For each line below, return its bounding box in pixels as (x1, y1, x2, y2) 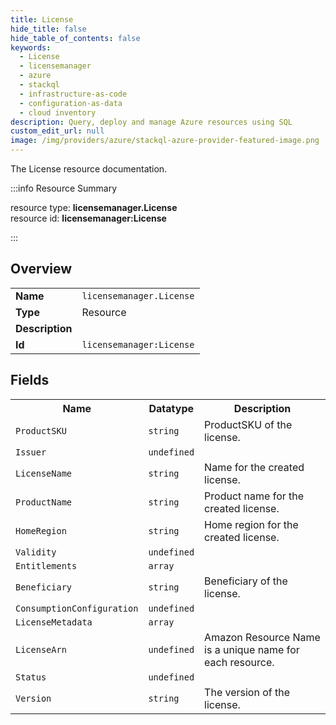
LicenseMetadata (15, 616, 93, 628)
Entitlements (15, 560, 78, 571)
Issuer (15, 446, 47, 458)
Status (15, 671, 47, 683)
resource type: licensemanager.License (10, 202, 178, 213)
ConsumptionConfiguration (15, 602, 139, 614)
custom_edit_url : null (10, 126, 105, 136)
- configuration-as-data (19, 98, 123, 108)
